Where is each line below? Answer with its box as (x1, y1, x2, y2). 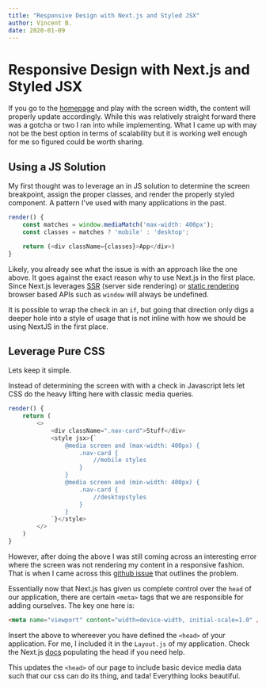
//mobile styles (93, 457, 147, 464)
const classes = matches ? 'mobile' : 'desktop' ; (22, 227, 190, 236)
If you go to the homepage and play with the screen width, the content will (8, 104, 251, 113)
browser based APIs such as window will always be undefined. (8, 289, 209, 299)
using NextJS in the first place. (8, 322, 108, 331)
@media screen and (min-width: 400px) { (64, 479, 200, 487)
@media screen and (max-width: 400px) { (64, 441, 200, 449)
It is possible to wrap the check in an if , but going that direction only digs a (8, 304, 255, 314)
